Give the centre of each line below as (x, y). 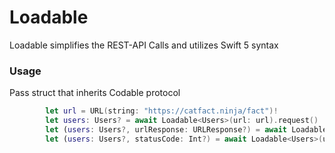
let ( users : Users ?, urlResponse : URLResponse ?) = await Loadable (186, 129)
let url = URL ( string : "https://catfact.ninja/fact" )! (162, 111)
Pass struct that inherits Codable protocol (95, 93)
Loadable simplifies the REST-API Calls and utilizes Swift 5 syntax (144, 45)
